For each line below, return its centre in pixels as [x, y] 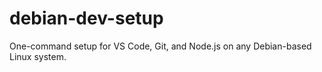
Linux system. [38, 56]
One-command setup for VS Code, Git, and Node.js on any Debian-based [160, 46]
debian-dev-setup [86, 18]
